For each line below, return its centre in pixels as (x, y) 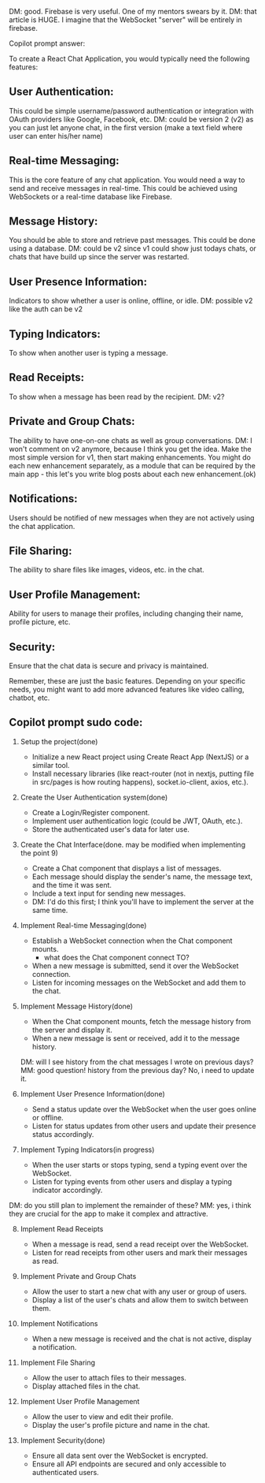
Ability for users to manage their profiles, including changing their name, (126, 613)
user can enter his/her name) (56, 136)
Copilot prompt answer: (47, 43)
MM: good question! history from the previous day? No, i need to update (137, 1070)
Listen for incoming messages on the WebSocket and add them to (139, 982)
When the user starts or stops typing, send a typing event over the (140, 1164)
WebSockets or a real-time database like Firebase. (90, 196)
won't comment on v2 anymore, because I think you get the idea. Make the (130, 449)
